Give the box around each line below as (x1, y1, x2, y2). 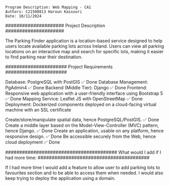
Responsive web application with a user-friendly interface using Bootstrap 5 (5, 90, 163, 96)
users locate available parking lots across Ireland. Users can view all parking (5, 43, 164, 49)
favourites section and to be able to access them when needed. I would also (5, 170, 163, 176)
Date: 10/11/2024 (5, 14, 42, 19)
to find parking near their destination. (5, 54, 83, 60)
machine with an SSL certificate (5, 107, 72, 113)
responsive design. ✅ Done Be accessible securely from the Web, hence (5, 133, 156, 139)
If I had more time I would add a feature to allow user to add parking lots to (5, 165, 160, 170)
